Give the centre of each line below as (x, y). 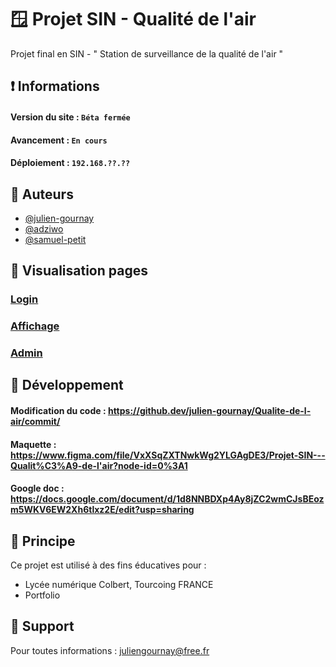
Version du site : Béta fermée (70, 117)
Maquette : (33, 444)
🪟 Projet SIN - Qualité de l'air (133, 19)
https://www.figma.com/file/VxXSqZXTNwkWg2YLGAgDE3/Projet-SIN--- (168, 455)
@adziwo (44, 228)
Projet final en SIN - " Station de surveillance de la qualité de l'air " (147, 53)
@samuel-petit (55, 239)
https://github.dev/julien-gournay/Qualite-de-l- (209, 411)
